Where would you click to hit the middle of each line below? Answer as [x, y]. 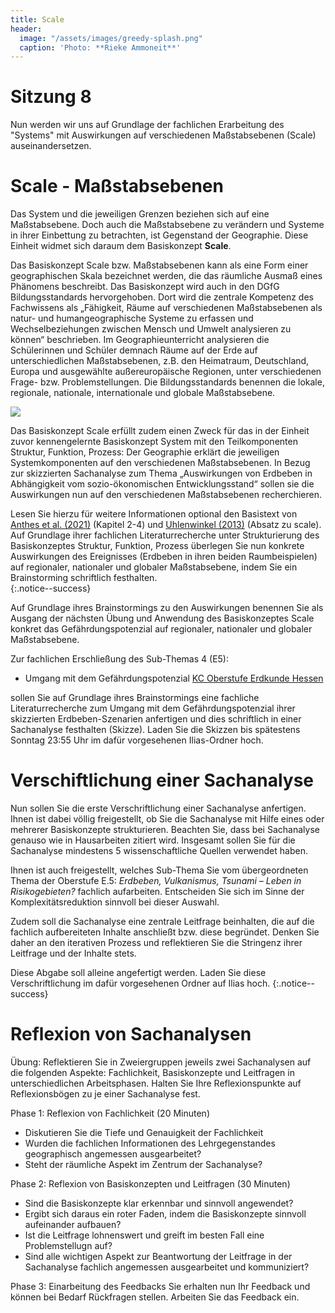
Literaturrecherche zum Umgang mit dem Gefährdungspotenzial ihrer [153, 708]
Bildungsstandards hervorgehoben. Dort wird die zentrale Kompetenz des [162, 297]
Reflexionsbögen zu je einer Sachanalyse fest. [105, 1094]
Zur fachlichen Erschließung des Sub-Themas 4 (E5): [119, 659]
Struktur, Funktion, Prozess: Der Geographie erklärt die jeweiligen [145, 452]
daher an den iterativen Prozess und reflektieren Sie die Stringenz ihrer [156, 943]
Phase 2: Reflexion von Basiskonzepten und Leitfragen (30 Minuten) [150, 1184]
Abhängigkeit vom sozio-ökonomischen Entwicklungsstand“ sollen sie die [162, 484]
